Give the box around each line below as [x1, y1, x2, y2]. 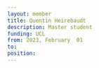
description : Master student [7, 23, 93, 30]
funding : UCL [7, 30, 46, 38]
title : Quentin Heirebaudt [7, 17, 86, 24]
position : [7, 50, 37, 57]
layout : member [7, 10, 52, 18]
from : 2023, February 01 [7, 37, 83, 44]
